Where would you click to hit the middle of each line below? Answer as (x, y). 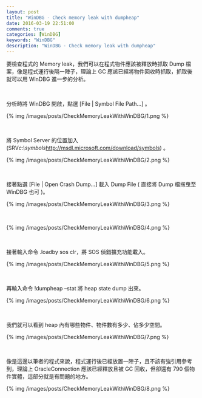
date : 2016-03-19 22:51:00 (40, 23)
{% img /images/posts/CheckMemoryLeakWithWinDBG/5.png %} (88, 264)
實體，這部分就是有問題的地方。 (51, 376)
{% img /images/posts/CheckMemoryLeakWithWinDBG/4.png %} (88, 227)
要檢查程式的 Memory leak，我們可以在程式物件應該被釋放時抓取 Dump (96, 64)
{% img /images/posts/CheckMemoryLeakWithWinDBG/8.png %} (88, 388)
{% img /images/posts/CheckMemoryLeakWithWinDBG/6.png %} (88, 300)
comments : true (25, 29)
